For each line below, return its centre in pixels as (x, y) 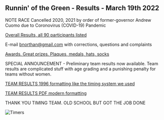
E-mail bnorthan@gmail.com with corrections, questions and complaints (79, 44)
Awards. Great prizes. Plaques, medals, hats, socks (57, 54)
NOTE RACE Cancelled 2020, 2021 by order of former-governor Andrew (78, 20)
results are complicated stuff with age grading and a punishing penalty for (81, 69)
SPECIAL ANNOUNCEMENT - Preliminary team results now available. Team (82, 63)
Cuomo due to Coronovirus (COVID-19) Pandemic (56, 25)
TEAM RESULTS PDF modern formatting (46, 93)
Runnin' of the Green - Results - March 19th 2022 (82, 8)
